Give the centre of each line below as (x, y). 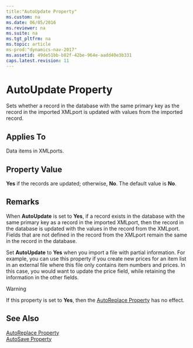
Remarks (23, 202)
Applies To (26, 136)
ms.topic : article (28, 45)
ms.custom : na (23, 17)
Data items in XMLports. (35, 151)
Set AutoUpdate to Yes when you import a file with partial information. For (96, 252)
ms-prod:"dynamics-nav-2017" (42, 50)
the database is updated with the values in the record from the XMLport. (93, 228)
